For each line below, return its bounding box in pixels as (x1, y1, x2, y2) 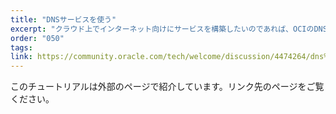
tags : (10, 42, 33, 53)
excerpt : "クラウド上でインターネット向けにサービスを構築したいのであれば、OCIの (10, 24, 315, 34)
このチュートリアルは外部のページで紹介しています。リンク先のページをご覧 (10, 81, 325, 93)
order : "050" (10, 33, 65, 43)
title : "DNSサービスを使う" (10, 14, 117, 25)
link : (10, 52, 33, 62)
